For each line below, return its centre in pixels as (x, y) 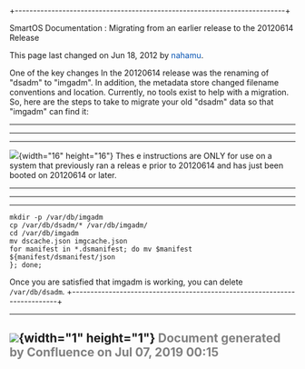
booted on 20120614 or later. (63, 175)
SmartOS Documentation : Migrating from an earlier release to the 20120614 (152, 28)
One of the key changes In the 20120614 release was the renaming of (139, 73)
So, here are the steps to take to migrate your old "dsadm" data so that (142, 102)
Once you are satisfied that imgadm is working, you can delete (126, 282)
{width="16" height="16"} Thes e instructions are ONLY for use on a (145, 156)
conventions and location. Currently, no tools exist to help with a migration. (149, 92)
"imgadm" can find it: (49, 111)
